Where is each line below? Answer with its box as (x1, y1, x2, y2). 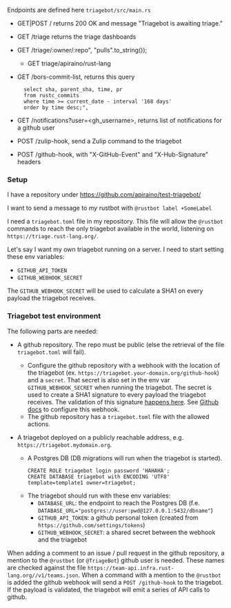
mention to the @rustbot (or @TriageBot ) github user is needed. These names (7, 556, 225, 565)
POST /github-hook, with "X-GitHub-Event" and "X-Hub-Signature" (17, 150, 209, 158)
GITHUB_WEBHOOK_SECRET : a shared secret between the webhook (37, 528, 216, 536)
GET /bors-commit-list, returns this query (17, 72, 135, 81)
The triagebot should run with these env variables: (27, 491, 171, 500)
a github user (17, 124, 55, 132)
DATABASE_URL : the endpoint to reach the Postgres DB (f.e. (37, 498, 200, 507)
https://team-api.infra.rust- (87, 565, 174, 571)
